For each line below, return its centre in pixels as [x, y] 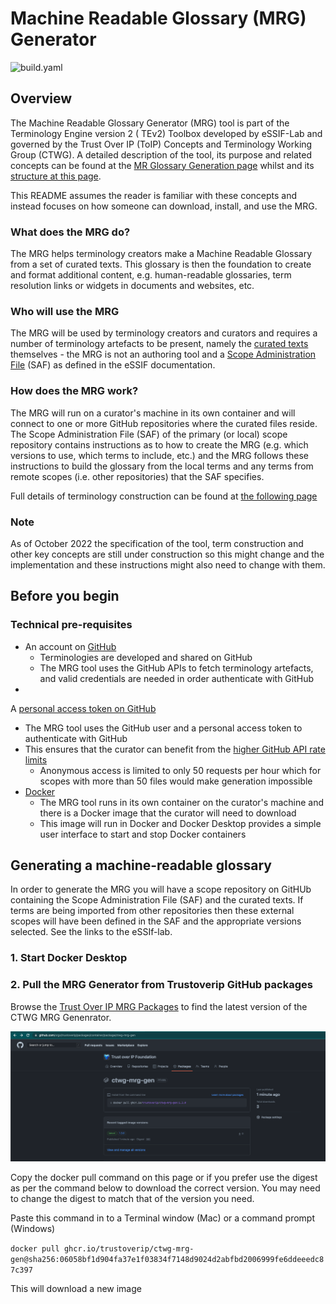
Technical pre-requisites [71, 625]
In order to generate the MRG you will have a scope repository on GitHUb [161, 889]
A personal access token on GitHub [83, 708]
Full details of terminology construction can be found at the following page [164, 496]
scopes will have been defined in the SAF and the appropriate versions [156, 921]
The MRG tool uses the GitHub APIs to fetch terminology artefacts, [176, 668]
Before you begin [65, 596]
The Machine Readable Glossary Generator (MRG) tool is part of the [150, 123]
